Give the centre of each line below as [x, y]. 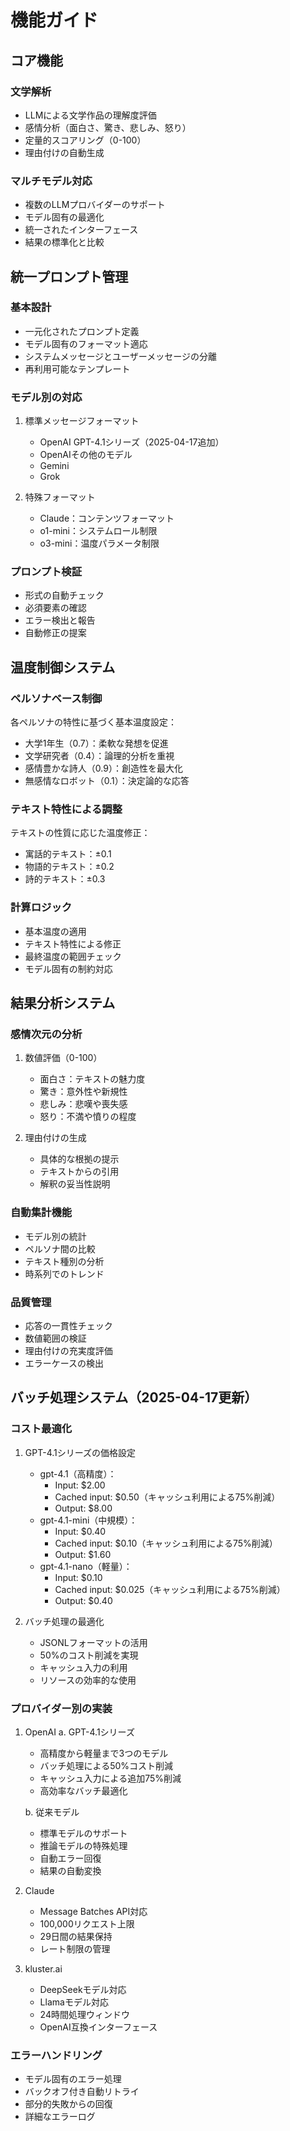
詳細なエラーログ [60, 2117]
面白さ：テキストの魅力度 [92, 1079]
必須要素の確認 [55, 608]
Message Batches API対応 [93, 1911]
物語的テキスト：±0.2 [69, 867]
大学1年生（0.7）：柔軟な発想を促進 [96, 743]
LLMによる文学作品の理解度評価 [90, 115]
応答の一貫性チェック [68, 1326]
